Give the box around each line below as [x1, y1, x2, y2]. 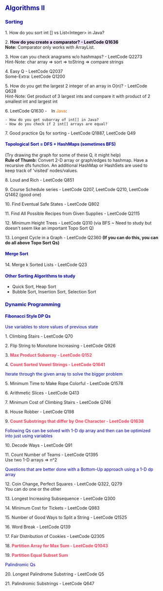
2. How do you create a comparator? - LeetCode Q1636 [5, 39, 119, 45]
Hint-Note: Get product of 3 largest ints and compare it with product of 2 [5, 93, 151, 99]
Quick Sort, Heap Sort [12, 284, 56, 289]
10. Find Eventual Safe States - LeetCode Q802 [5, 201, 100, 207]
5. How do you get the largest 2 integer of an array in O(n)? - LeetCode [5, 83, 147, 89]
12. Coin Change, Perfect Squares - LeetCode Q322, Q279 [5, 481, 123, 487]
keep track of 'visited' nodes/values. [5, 168, 78, 173]
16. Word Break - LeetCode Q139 [5, 524, 71, 530]
